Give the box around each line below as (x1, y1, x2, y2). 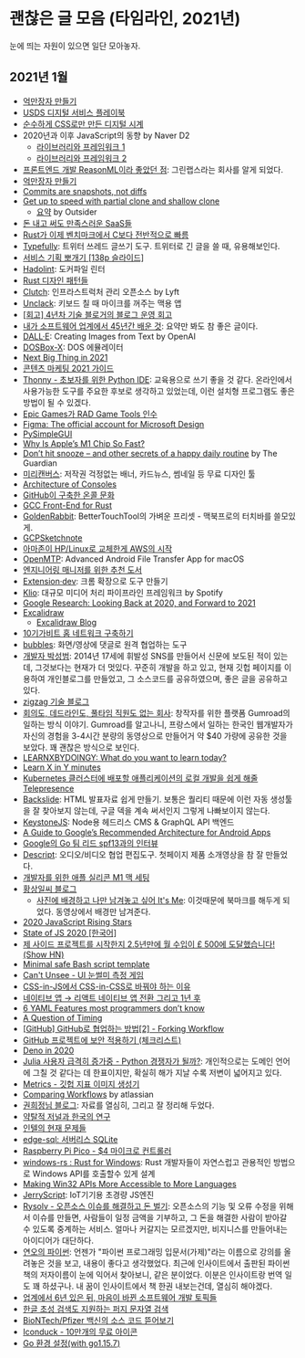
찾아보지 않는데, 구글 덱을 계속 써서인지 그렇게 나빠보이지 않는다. (42, 805, 270, 816)
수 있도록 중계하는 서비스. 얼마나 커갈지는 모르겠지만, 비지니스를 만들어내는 (22, 1223, 289, 1234)
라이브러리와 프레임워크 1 (36, 141, 126, 152)
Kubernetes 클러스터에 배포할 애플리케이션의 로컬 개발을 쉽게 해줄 (22, 773, 259, 784)
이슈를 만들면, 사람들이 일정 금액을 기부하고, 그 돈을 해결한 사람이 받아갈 (32, 1212, 288, 1223)
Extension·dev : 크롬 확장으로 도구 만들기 (22, 575, 168, 586)
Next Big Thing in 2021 (22, 352, 108, 363)
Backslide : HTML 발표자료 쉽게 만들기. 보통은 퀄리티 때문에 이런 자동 (22, 794, 269, 805)
